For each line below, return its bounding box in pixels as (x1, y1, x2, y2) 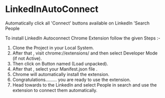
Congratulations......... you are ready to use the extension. (12, 76, 131, 82)
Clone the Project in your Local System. (12, 44, 94, 50)
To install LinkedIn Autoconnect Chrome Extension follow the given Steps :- (5, 35, 160, 41)
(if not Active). (12, 55, 42, 61)
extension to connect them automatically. (12, 87, 97, 93)
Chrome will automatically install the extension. (12, 71, 109, 77)
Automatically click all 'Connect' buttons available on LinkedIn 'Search (5, 20, 150, 26)
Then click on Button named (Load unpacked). (12, 60, 108, 66)
